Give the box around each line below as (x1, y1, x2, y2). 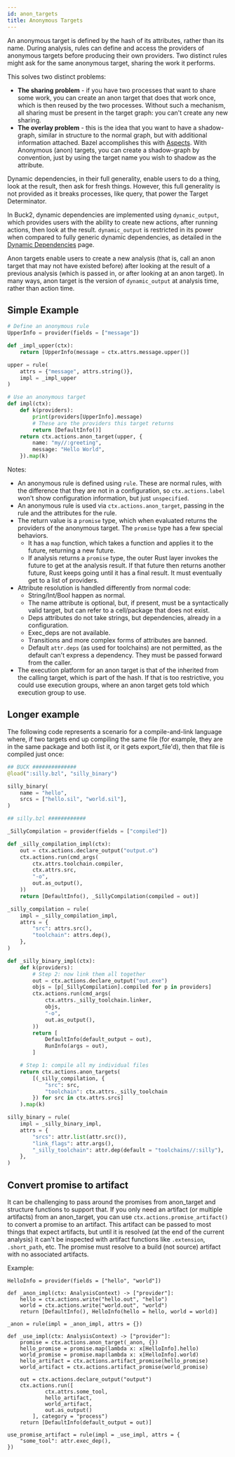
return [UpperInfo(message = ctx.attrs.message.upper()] (20, 348, 190, 355)
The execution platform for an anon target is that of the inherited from (17, 666, 219, 674)
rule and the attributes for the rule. (17, 509, 117, 517)
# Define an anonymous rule (7, 323, 90, 330)
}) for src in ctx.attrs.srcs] (32, 1095, 124, 1102)
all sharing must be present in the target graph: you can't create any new (17, 108, 228, 117)
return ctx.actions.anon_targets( (20, 1068, 121, 1076)
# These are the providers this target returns (32, 420, 174, 427)
